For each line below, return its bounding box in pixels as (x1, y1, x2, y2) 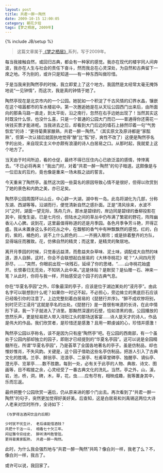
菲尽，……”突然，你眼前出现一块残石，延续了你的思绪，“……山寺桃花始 (5, 261, 147, 267)
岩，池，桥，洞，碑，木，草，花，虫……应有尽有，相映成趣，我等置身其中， (5, 373, 157, 379)
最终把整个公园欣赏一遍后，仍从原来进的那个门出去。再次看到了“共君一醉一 (5, 389, 156, 395)
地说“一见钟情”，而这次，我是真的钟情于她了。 (5, 88, 98, 93)
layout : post (5, 7, 32, 12)
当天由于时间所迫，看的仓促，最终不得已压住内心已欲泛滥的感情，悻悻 (5, 157, 146, 163)
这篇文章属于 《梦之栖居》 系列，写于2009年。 (16, 49, 109, 55)
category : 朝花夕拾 (5, 20, 42, 26)
